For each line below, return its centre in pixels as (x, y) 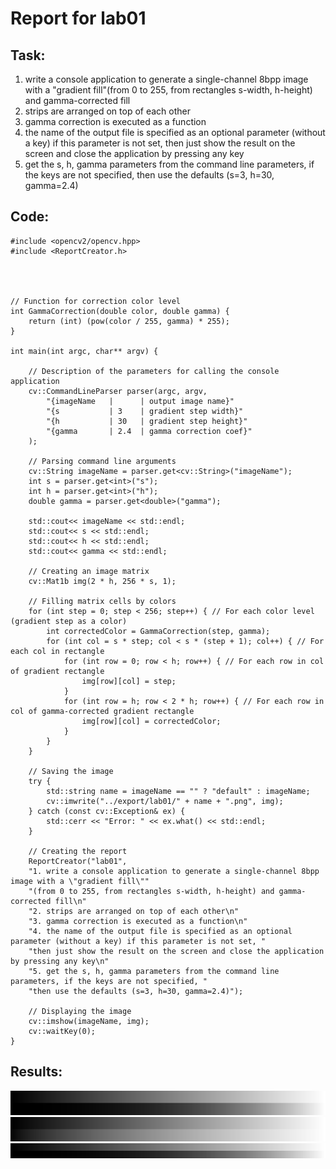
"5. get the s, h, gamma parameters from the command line (154, 971)
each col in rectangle (57, 651)
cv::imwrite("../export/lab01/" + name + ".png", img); (165, 801)
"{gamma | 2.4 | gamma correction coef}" (149, 431)
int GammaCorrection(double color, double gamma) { (120, 311)
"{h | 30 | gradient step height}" (147, 421)
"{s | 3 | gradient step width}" (145, 411)
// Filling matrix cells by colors (102, 601)
